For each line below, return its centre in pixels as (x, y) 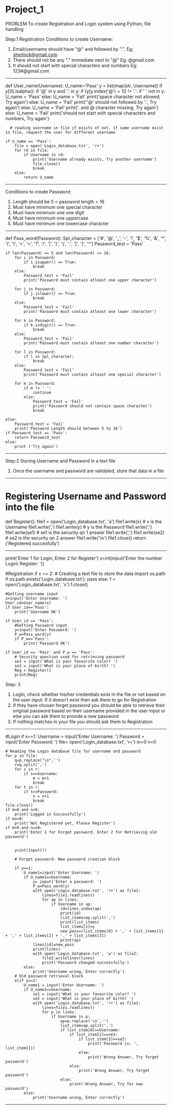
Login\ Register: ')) (25, 563)
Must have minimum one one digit (48, 212)
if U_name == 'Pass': (28, 141)
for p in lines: (59, 1012)
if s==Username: (41, 774)
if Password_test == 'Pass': (36, 433)
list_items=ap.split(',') (88, 918)
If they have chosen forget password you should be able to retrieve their (89, 705)
